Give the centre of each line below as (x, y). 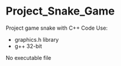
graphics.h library (36, 39)
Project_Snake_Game (60, 11)
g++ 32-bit (28, 46)
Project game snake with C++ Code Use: (57, 28)
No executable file (29, 58)
